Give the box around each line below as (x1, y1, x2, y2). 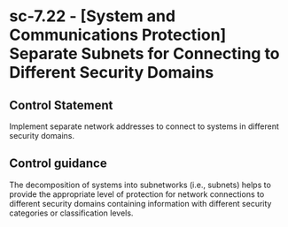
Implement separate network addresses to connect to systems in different (9, 121, 279, 132)
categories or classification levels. (9, 208, 134, 218)
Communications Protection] (9, 25, 227, 45)
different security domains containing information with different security (9, 198, 272, 208)
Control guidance (9, 156, 108, 171)
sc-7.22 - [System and (9, 6, 175, 26)
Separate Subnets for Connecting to (9, 44, 281, 64)
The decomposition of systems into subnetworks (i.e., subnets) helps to (9, 179, 272, 190)
